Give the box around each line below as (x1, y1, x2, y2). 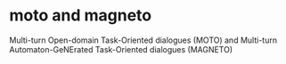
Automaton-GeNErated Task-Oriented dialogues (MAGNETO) (9, 44, 233, 54)
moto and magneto (9, 5, 152, 26)
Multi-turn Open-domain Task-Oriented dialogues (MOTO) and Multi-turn (9, 35, 278, 45)
